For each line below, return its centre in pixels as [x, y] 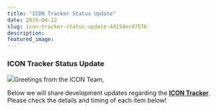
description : [26, 33]
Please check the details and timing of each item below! [87, 101]
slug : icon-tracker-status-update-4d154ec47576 [77, 26]
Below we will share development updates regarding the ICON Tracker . [109, 93]
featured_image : [31, 40]
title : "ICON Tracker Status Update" [62, 14]
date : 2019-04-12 [32, 20]
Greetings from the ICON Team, [59, 80]
